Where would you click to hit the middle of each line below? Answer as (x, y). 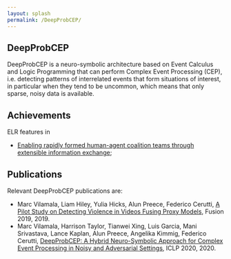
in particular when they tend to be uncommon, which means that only (106, 86)
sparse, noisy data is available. (51, 94)
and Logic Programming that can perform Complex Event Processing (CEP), (115, 72)
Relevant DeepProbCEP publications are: (65, 191)
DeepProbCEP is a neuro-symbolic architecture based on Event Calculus (110, 64)
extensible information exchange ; (64, 153)
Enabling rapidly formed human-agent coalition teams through (106, 145)
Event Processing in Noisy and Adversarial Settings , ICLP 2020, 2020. (117, 248)
